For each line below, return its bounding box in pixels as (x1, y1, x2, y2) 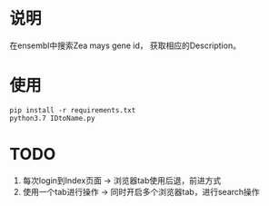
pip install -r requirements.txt (9, 105, 136, 114)
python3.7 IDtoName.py (9, 113, 95, 123)
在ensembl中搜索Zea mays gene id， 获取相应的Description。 (9, 40, 241, 51)
